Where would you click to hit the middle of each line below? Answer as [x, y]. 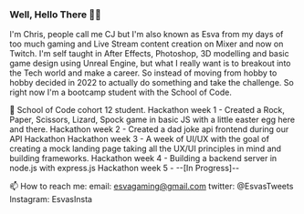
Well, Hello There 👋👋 [56, 15]
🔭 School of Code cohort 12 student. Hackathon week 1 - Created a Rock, [147, 110]
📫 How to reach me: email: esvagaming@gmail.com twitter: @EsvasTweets [152, 187]
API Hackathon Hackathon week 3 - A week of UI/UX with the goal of [139, 139]
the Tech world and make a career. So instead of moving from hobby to [143, 73]
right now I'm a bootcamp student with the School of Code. [121, 92]
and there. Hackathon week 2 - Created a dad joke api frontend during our [149, 129]
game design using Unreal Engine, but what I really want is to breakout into [150, 64]
